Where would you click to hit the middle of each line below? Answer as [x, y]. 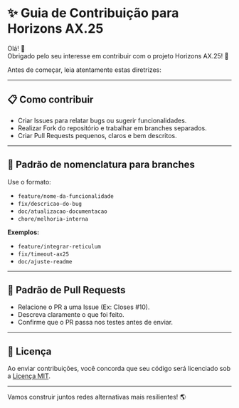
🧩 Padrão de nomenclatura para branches [101, 165]
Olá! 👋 [16, 48]
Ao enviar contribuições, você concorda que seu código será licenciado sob [119, 369]
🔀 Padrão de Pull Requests [67, 290]
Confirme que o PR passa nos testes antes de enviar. [95, 323]
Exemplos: [23, 232]
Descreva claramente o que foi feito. [71, 315]
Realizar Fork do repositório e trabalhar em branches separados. [112, 128]
